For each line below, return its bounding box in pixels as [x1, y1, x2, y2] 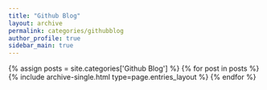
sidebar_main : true [8, 42, 74, 50]
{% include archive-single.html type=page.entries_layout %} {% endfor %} [8, 72, 257, 82]
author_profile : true [8, 34, 81, 43]
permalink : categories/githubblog [8, 27, 125, 35]
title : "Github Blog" [8, 11, 81, 20]
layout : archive [8, 19, 63, 27]
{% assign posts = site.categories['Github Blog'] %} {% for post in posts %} [8, 63, 260, 73]
